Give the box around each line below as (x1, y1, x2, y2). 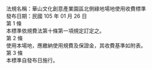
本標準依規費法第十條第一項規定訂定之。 (6, 27, 105, 34)
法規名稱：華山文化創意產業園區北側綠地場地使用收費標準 (6, 5, 146, 12)
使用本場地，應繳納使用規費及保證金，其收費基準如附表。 (6, 42, 146, 49)
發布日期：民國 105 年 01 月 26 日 (6, 12, 88, 19)
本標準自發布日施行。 (6, 57, 58, 64)
